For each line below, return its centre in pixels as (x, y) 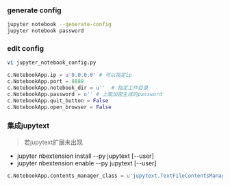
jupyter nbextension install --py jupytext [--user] (85, 156)
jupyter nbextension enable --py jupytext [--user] (87, 163)
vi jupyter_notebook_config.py (52, 63)
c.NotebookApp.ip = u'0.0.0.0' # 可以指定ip (69, 75)
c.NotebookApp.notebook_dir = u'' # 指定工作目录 (78, 88)
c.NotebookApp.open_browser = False (59, 107)
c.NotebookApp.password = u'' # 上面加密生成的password (85, 94)
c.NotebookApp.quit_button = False (58, 101)
